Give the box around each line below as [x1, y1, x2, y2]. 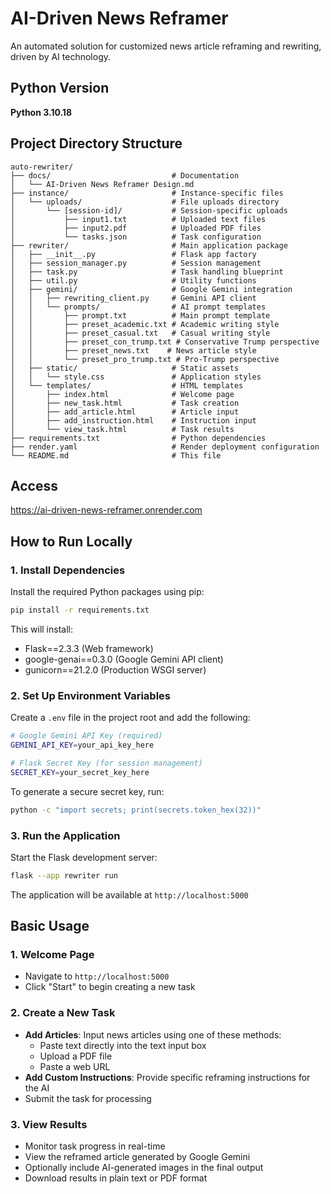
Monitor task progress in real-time [24, 1140, 166, 1152]
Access [10, 477, 58, 494]
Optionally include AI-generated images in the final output [24, 1162, 264, 1174]
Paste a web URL [39, 1060, 111, 1072]
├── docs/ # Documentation [10, 170, 240, 181]
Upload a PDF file [39, 1050, 113, 1062]
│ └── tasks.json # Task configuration [10, 232, 262, 242]
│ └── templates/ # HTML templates [10, 380, 244, 391]
